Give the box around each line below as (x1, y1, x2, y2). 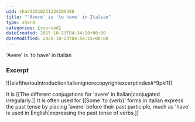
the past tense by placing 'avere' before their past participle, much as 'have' (6, 103, 190, 110)
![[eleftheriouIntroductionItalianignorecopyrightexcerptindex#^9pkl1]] (6, 79, 173, 86)
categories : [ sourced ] (6, 25, 61, 31)
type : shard (6, 19, 35, 25)
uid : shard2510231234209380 (6, 8, 75, 15)
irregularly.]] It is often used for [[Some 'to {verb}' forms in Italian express (6, 97, 184, 104)
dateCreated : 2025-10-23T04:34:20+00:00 (6, 30, 107, 36)
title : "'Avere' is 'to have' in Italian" (6, 14, 111, 20)
